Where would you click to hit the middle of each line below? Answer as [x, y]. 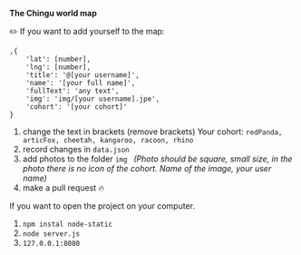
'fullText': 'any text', [73, 91]
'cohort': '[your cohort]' [77, 107]
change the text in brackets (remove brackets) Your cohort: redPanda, [152, 132]
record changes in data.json [76, 149]
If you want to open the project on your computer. [102, 206]
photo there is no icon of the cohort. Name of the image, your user [147, 168]
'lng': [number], [58, 67]
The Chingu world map [53, 13]
